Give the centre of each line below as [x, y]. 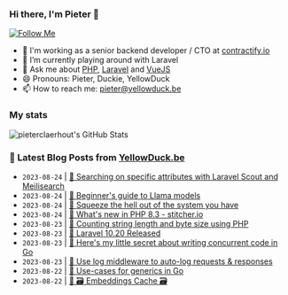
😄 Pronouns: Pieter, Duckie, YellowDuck [96, 79]
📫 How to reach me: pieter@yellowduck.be [101, 89]
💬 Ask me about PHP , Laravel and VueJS [96, 69]
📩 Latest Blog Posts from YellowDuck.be [97, 157]
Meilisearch [43, 186]
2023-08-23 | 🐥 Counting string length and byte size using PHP [135, 223]
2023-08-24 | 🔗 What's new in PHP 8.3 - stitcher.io [113, 214]
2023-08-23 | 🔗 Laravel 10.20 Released [91, 233]
